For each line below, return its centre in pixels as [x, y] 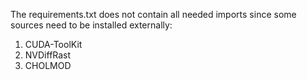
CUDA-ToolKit [53, 44]
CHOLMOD [48, 65]
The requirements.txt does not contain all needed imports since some [153, 14]
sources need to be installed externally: [91, 25]
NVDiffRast [48, 55]
